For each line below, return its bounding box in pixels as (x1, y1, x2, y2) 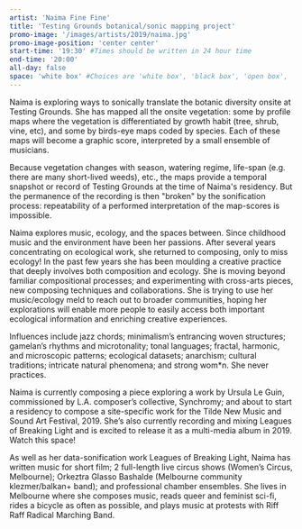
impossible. (9, 209, 52, 221)
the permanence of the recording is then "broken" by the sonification (9, 190, 266, 201)
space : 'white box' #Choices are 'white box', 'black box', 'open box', (9, 72, 288, 81)
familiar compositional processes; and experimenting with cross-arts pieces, (9, 275, 294, 286)
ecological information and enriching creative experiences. (9, 313, 228, 324)
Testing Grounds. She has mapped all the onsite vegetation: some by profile (9, 105, 291, 117)
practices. (9, 369, 47, 379)
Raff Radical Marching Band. (9, 509, 115, 520)
